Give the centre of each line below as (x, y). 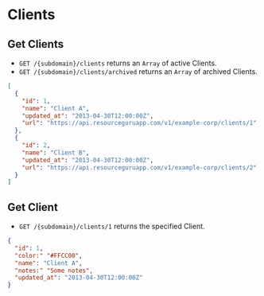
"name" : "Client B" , (56, 153)
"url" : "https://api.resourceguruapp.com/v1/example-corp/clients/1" (140, 123)
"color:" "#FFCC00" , (49, 255)
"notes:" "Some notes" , (54, 271)
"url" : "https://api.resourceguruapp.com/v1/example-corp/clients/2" (140, 167)
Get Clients (36, 44)
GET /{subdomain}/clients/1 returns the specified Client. (112, 226)
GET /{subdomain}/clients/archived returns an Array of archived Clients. (138, 72)
